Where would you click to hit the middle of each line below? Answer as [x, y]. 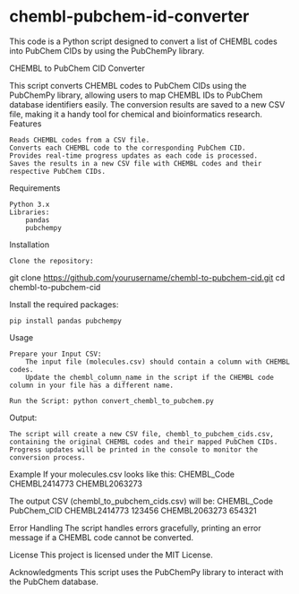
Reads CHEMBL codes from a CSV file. [80, 140]
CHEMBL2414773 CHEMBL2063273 [76, 483]
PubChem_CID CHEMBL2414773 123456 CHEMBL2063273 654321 [133, 510]
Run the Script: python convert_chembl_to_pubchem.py [112, 400]
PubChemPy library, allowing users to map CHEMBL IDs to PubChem [136, 95]
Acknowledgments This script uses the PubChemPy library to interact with [146, 572]
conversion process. [48, 457]
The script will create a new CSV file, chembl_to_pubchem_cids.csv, [142, 434]
